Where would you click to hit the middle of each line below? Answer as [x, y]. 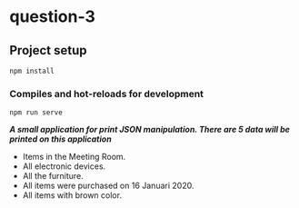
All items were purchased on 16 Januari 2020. [108, 186]
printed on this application [60, 139]
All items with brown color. [72, 195]
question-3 [52, 17]
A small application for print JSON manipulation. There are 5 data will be [150, 130]
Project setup [49, 50]
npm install [32, 71]
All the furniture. [53, 176]
